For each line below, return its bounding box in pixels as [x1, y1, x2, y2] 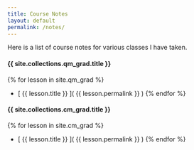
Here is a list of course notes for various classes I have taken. [7, 43, 188, 52]
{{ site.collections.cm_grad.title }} [7, 105, 112, 114]
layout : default [7, 17, 55, 24]
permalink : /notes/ [7, 23, 65, 31]
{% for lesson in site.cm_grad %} [7, 121, 104, 129]
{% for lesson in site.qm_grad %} [7, 75, 104, 84]
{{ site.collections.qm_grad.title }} [7, 59, 112, 68]
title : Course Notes [7, 10, 69, 18]
